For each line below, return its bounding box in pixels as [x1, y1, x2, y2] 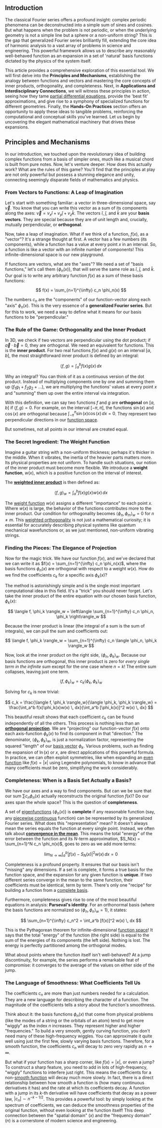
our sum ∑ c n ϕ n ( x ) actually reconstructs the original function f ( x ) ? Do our [5, 793, 149, 800]
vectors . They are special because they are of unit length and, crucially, [5, 216, 148, 222]
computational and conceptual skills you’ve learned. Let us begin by [5, 113, 140, 119]
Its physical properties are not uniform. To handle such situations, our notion [5, 460, 157, 466]
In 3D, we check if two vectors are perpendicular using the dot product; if [5, 337, 151, 343]
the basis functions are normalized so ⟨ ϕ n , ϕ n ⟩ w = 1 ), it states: [5, 907, 127, 914]
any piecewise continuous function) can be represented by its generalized [5, 815, 153, 821]
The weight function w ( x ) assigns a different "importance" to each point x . [5, 500, 153, 506]
